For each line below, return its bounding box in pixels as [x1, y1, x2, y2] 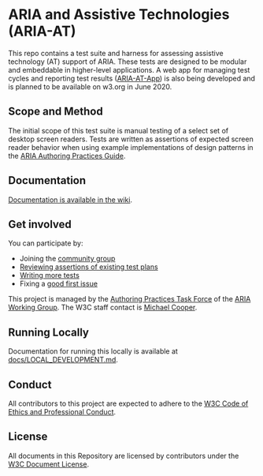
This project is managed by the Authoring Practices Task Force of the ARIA [8, 294, 251, 304]
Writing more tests [19, 271, 80, 280]
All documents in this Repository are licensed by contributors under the [8, 451, 239, 460]
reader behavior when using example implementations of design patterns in [8, 142, 254, 152]
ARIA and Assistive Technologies [8, 6, 230, 24]
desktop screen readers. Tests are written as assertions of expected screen [8, 134, 254, 144]
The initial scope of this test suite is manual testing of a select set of [8, 126, 229, 135]
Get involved [8, 217, 72, 231]
